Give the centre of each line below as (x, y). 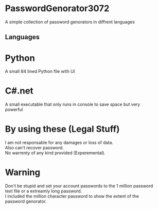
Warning (23, 172)
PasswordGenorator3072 (57, 8)
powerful (14, 110)
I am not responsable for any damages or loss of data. (59, 143)
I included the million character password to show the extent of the (72, 196)
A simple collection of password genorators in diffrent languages (70, 22)
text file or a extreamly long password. (44, 191)
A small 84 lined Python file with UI (40, 71)
